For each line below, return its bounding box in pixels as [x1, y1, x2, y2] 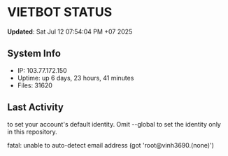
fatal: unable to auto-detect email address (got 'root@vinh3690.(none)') [7, 141, 215, 149]
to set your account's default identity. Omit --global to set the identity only [7, 120, 222, 128]
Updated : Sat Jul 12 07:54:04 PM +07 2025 [7, 27, 133, 36]
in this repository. [7, 127, 57, 136]
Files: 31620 [17, 81, 52, 90]
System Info [7, 48, 62, 59]
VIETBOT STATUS [7, 4, 113, 20]
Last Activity [7, 101, 64, 113]
